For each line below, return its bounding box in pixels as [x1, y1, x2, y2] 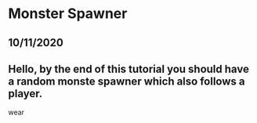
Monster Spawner [8, 5, 128, 23]
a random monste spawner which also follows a [8, 74, 245, 88]
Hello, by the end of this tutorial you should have [8, 62, 249, 75]
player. [8, 87, 43, 100]
